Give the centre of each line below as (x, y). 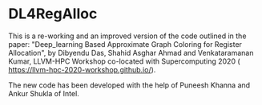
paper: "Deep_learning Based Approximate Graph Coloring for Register (125, 44)
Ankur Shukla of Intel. (44, 93)
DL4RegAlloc (53, 14)
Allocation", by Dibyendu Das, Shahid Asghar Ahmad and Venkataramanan (131, 52)
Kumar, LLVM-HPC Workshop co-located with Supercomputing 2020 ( (124, 61)
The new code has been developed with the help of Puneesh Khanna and (129, 85)
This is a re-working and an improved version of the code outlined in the (127, 36)
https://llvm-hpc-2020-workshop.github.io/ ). (82, 69)
